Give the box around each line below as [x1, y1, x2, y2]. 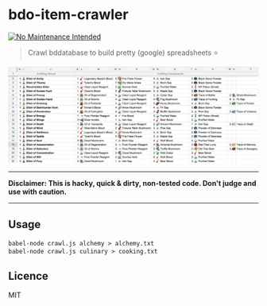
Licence [8, 269, 49, 283]
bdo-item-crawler [8, 6, 129, 24]
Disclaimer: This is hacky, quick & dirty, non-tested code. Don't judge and [8, 179, 257, 188]
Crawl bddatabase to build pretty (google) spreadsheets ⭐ [27, 48, 219, 57]
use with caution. [8, 187, 68, 196]
